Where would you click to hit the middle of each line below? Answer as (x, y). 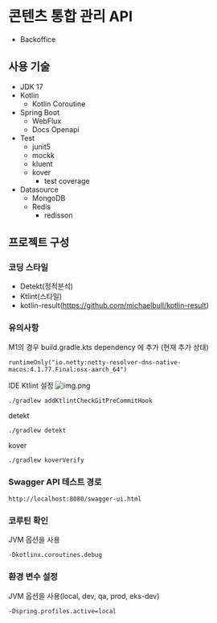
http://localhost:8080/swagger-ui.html (75, 499)
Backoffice (38, 39)
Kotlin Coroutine (59, 104)
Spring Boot (40, 112)
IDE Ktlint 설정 (31, 385)
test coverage (67, 181)
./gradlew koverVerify (46, 460)
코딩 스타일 (29, 268)
